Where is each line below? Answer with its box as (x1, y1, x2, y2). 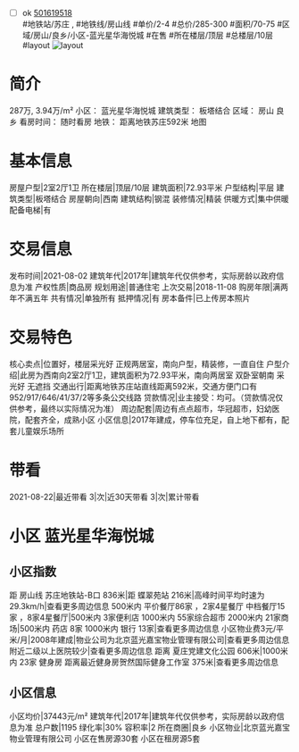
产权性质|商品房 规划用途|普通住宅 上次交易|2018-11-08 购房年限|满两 (34, 281, 288, 292)
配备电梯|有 (9, 205, 52, 215)
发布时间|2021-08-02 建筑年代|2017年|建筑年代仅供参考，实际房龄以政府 (9, 270, 277, 280)
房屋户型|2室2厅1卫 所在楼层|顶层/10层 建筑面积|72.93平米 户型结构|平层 (9, 182, 275, 193)
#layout (21, 40, 51, 51)
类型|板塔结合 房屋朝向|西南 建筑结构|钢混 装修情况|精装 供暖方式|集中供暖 (16, 193, 290, 204)
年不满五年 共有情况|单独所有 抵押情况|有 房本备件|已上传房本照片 (9, 292, 251, 303)
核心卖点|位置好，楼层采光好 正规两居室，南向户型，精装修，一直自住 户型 (9, 358, 283, 369)
